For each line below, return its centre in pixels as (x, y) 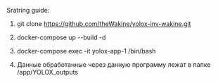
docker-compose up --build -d (61, 37)
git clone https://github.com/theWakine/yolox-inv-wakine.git (104, 24)
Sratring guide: (28, 10)
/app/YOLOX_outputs (47, 72)
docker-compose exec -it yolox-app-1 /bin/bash (86, 51)
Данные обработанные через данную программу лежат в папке (114, 65)
